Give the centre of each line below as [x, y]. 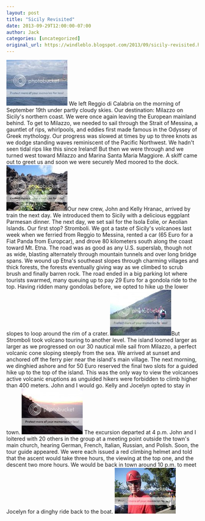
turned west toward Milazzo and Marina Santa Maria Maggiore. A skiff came [102, 155]
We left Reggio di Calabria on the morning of [124, 103]
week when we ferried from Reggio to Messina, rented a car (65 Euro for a [100, 235]
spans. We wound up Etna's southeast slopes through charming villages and [103, 260]
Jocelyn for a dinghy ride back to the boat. [60, 512]
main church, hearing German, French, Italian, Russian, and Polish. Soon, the [103, 445]
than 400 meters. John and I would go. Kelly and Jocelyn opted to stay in [98, 385]
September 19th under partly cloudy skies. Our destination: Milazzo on [95, 110]
